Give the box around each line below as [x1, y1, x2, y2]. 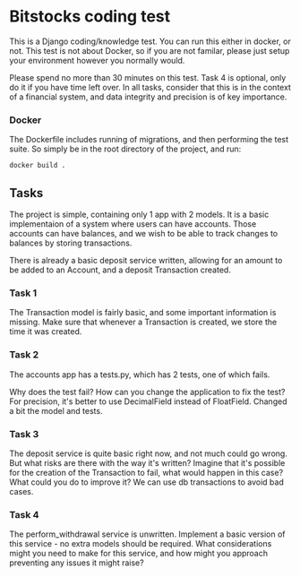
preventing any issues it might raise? [9, 557, 145, 568]
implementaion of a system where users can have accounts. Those [9, 219, 257, 229]
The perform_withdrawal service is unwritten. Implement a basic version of [9, 529, 286, 539]
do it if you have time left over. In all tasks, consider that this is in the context [9, 82, 291, 92]
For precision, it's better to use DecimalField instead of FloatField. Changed [9, 396, 287, 407]
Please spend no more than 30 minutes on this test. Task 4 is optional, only [9, 72, 287, 82]
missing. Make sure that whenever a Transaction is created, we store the [9, 316, 278, 328]
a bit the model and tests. [9, 405, 103, 416]
